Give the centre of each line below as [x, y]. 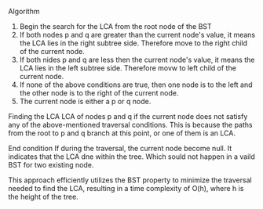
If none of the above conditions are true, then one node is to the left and [136, 85]
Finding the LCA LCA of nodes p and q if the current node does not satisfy [128, 116]
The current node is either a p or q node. [85, 101]
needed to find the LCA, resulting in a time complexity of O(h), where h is [126, 188]
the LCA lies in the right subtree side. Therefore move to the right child [133, 43]
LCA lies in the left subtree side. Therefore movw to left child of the [128, 68]
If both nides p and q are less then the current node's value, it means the [137, 59]
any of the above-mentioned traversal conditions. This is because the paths [130, 125]
